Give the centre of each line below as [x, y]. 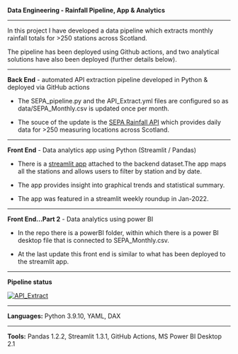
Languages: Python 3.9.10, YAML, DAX [64, 316]
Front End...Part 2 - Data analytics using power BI [80, 219]
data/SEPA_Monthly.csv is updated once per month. [93, 108]
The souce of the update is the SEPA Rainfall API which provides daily [119, 122]
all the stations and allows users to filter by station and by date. [109, 171]
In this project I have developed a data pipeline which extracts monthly [110, 30]
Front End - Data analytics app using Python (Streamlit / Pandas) [102, 150]
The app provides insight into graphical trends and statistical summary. [121, 185]
